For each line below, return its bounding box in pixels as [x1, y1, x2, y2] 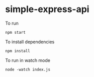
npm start [5, 30, 26, 35]
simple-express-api [5, 4, 89, 15]
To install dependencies [5, 39, 55, 45]
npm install [5, 48, 30, 53]
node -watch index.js [5, 67, 51, 72]
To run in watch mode [5, 57, 51, 63]
